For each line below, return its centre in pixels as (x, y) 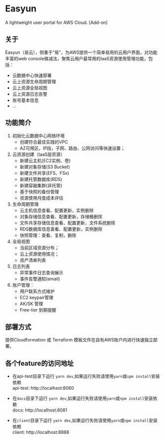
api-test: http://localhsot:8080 (43, 388)
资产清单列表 (33, 260)
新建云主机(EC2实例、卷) (45, 160)
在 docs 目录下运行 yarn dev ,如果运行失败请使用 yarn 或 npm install (78, 398)
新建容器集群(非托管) (41, 185)
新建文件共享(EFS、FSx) (44, 173)
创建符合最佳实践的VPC (44, 142)
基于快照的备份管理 (39, 192)
